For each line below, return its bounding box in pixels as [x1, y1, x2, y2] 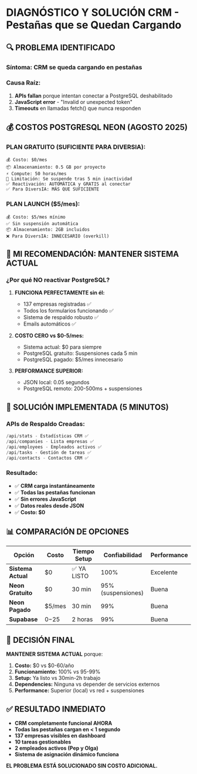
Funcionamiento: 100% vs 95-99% [14, 668, 101, 675]
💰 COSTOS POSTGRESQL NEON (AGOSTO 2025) [6, 122, 188, 132]
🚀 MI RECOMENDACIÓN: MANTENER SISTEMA [6, 249, 179, 259]
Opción [13, 551, 35, 559]
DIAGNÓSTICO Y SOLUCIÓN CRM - [6, 6, 179, 19]
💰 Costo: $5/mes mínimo [6, 214, 66, 220]
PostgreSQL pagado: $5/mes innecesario [23, 356, 123, 363]
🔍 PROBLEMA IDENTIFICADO [6, 42, 116, 52]
